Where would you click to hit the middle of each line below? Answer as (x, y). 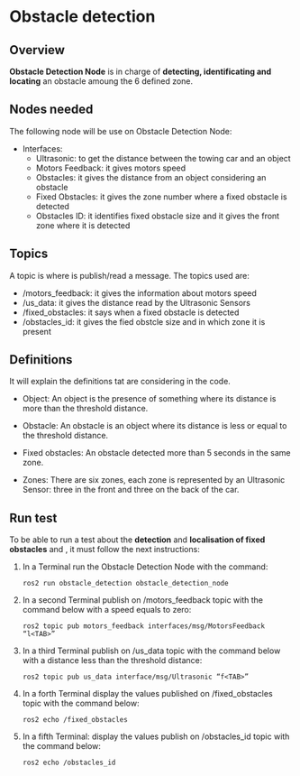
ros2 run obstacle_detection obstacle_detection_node (125, 584)
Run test (33, 517)
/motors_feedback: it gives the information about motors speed (139, 293)
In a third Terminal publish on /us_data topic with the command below (151, 651)
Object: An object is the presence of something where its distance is (149, 399)
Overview (37, 50)
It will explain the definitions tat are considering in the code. (120, 382)
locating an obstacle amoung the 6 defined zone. (101, 81)
